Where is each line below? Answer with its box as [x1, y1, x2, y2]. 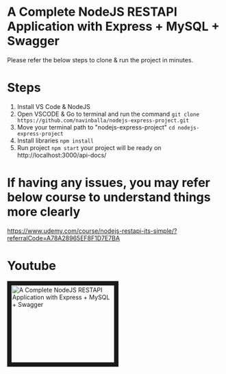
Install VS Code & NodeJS [16, 102, 90, 110]
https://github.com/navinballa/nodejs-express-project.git [16, 117, 190, 124]
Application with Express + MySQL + [7, 18, 220, 34]
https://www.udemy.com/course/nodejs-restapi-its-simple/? [7, 227, 177, 235]
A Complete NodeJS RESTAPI [7, 4, 177, 20]
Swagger [7, 34, 60, 49]
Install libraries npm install [16, 136, 94, 145]
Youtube [7, 258, 57, 273]
